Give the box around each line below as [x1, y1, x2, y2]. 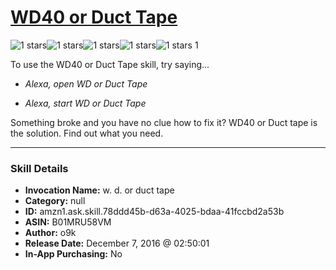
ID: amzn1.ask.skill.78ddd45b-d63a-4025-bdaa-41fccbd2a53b [24, 206, 285, 218]
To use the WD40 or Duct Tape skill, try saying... [10, 58, 210, 70]
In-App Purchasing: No [24, 248, 123, 260]
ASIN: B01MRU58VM [24, 216, 112, 228]
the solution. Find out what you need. [10, 127, 164, 139]
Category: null [24, 195, 86, 207]
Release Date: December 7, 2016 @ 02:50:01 [24, 237, 210, 250]
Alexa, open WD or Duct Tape [24, 77, 148, 90]
